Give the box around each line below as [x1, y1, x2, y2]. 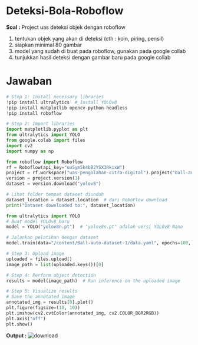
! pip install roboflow [6, 110, 62, 116]
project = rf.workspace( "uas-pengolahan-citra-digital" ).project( [6, 170, 173, 176]
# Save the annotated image [6, 294, 75, 300]
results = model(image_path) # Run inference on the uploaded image [6, 278, 181, 284]
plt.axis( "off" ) [6, 316, 46, 321]
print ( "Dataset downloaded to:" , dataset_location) [6, 202, 136, 208]
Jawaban [6, 75, 52, 88]
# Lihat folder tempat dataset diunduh [6, 191, 104, 197]
